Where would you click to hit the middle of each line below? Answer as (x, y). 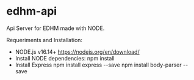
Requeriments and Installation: (45, 40)
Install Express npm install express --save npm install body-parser (98, 65)
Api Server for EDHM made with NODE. (56, 28)
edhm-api (31, 11)
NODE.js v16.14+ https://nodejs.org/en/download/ (77, 52)
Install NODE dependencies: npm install (65, 58)
